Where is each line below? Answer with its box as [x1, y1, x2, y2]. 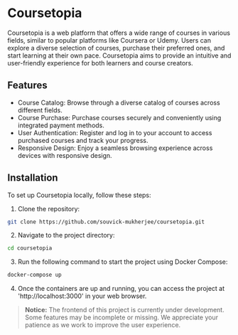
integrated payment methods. [17, 121, 105, 129]
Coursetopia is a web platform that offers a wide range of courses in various [7, 28, 231, 37]
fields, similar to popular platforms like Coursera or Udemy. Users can [7, 36, 212, 44]
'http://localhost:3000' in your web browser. [17, 292, 147, 300]
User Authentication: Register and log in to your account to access [17, 128, 212, 137]
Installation [7, 172, 58, 184]
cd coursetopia [7, 245, 53, 252]
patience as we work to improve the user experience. [24, 321, 181, 329]
